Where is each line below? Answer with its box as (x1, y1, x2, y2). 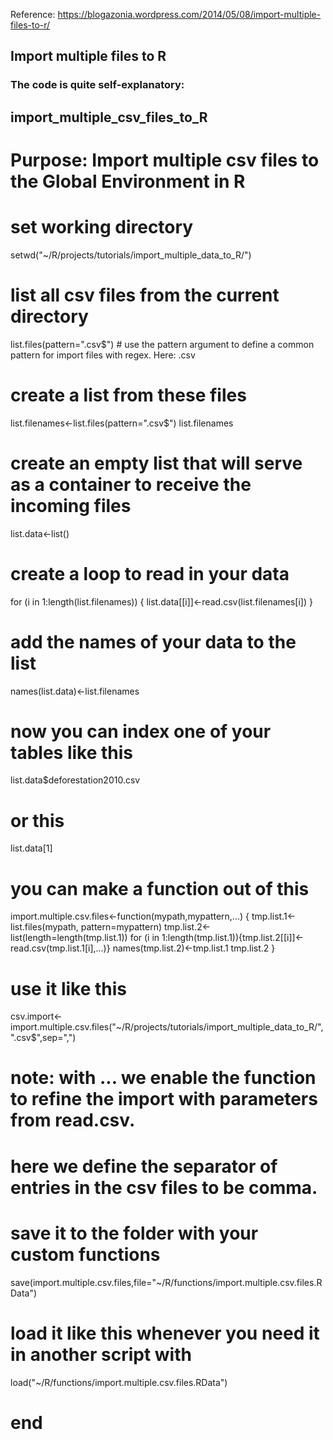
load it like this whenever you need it (10, 1322, 320, 1344)
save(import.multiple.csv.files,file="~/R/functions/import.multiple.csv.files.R (10, 1276, 323, 1288)
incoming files (10, 494, 132, 517)
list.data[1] (10, 842, 53, 854)
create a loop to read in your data (10, 562, 290, 585)
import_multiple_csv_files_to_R (10, 109, 208, 126)
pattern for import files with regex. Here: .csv (10, 349, 196, 361)
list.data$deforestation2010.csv (10, 774, 141, 786)
